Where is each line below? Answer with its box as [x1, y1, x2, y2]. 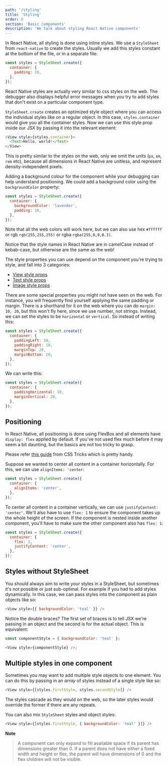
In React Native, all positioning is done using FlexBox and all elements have [5, 431, 161, 437]
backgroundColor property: [5, 184, 60, 190]
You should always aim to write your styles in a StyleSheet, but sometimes [5, 580, 159, 587]
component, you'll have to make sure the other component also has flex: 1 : [5, 520, 163, 526]
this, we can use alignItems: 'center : [5, 466, 85, 472]
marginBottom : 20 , [14, 352, 53, 357]
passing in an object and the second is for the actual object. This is [5, 620, 144, 627]
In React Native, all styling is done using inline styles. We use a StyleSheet [5, 40, 159, 46]
